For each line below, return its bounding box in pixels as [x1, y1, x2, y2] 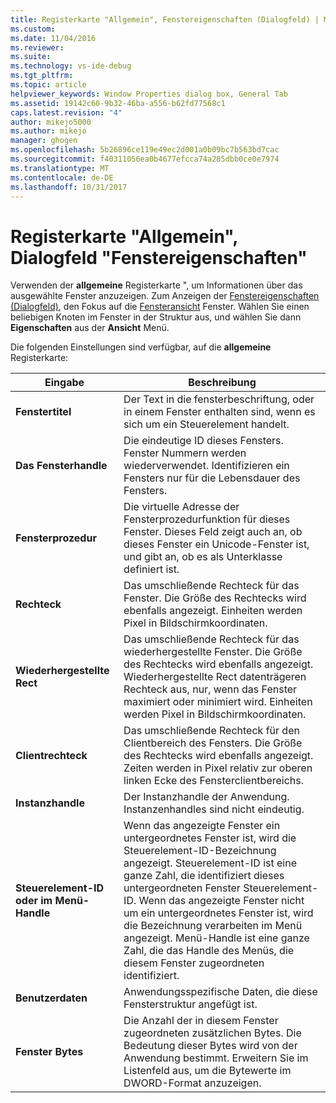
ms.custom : [10, 24, 56, 34]
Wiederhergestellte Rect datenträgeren [123, 670, 307, 684]
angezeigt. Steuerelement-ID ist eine [123, 856, 298, 870]
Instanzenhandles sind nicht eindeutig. [123, 802, 305, 816]
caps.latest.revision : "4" [10, 107, 123, 118]
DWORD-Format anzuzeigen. [123, 1076, 262, 1090]
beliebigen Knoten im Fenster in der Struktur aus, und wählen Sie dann [10, 311, 302, 323]
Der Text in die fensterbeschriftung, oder [123, 392, 315, 406]
